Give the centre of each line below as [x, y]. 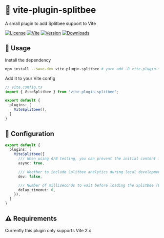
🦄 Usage [18, 48]
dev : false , [30, 177]
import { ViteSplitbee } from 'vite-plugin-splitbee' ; [62, 92]
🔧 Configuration [30, 134]
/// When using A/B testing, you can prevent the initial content [87, 159]
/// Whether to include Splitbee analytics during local [77, 172]
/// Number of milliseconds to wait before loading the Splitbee [86, 185]
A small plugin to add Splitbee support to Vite [51, 23]
